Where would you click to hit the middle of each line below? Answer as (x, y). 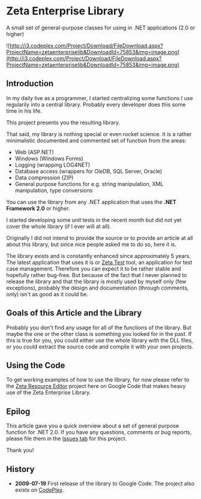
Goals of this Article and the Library (74, 313)
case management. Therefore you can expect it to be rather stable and (94, 269)
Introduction (30, 84)
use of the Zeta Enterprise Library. (49, 393)
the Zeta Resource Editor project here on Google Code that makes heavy (96, 386)
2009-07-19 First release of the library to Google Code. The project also (105, 483)
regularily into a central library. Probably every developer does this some (96, 104)
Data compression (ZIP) (44, 178)
